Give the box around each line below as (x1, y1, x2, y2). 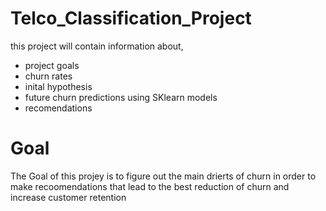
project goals (24, 59, 80, 71)
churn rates (24, 70, 73, 82)
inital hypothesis (24, 80, 93, 92)
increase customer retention (10, 191, 127, 203)
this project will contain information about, (10, 40, 184, 52)
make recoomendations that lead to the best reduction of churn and (10, 180, 290, 192)
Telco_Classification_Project (10, 7, 252, 30)
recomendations (24, 102, 93, 114)
